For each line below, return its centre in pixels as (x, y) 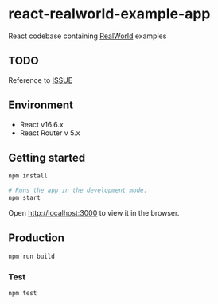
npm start (25, 198)
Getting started (47, 157)
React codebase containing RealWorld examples (88, 36)
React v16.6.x (41, 124)
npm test (23, 293)
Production (37, 238)
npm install (28, 176)
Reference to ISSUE (41, 80)
